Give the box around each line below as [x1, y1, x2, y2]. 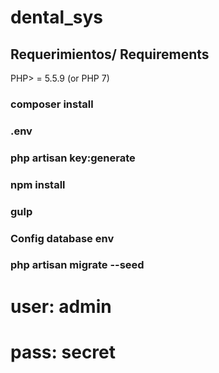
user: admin [10, 295, 112, 318]
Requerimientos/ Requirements [10, 46, 210, 63]
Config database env [10, 231, 115, 245]
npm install [10, 177, 66, 191]
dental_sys [10, 6, 104, 29]
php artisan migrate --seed [10, 258, 145, 272]
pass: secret [10, 341, 117, 363]
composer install [10, 97, 94, 111]
